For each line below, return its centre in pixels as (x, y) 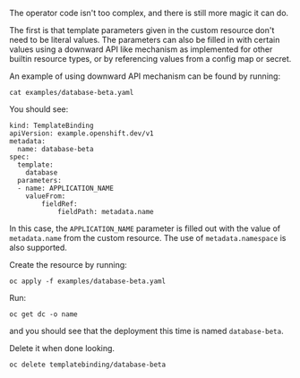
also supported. (38, 247)
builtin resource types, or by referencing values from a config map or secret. (150, 59)
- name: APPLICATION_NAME (66, 188)
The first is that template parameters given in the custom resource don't (142, 30)
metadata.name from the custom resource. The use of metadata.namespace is (148, 238)
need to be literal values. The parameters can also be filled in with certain (145, 40)
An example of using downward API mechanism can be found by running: (145, 76)
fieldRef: (60, 204)
